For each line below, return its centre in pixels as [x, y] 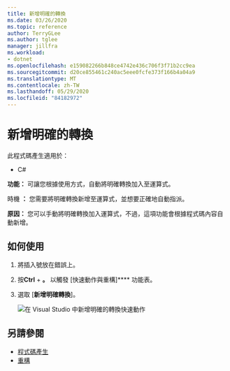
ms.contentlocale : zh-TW [43, 85]
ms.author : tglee [33, 40]
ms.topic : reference [37, 27]
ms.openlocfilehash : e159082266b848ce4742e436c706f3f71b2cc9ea [101, 66]
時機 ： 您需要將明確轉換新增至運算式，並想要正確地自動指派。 [98, 198]
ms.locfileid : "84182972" [45, 99]
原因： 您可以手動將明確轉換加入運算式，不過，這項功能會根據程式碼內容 [112, 213]
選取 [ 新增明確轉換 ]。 [48, 294]
